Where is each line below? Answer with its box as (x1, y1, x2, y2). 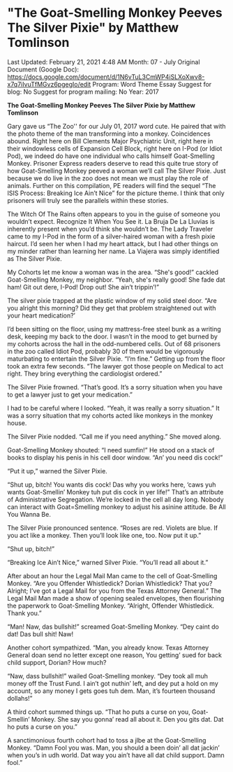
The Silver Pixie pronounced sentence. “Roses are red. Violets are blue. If (7, 523, 218, 532)
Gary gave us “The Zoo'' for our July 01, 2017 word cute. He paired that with (7, 122, 226, 130)
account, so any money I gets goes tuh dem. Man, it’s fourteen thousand (7, 687, 216, 695)
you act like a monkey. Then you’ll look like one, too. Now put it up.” (7, 531, 202, 539)
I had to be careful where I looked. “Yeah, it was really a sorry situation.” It (7, 403, 220, 412)
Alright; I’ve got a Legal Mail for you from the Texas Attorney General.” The (7, 586, 222, 595)
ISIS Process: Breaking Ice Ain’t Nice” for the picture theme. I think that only (7, 189, 225, 197)
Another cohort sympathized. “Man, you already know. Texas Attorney (7, 643, 209, 652)
